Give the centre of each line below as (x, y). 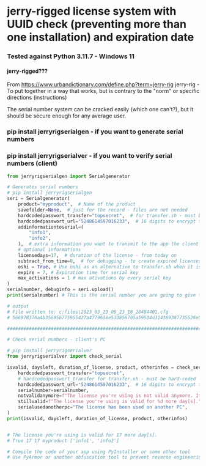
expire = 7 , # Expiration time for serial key (78, 272)
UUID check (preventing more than (97, 24)
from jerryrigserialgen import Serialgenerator (69, 176)
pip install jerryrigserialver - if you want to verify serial (90, 156)
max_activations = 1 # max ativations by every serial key (95, 278)
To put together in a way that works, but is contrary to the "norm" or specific (103, 91)
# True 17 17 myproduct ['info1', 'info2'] (63, 441)
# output (18, 306)
